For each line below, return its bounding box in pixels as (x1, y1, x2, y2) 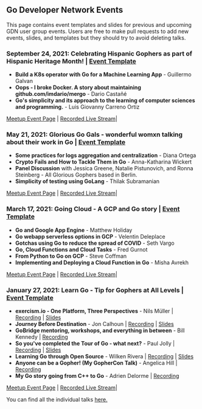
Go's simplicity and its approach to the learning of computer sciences (15, 97, 195, 104)
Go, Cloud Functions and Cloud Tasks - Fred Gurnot (15, 245, 148, 253)
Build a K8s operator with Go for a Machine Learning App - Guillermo (15, 71, 192, 78)
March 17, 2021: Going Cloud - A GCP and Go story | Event (6, 204, 180, 213)
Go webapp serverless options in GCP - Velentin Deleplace (15, 233, 165, 240)
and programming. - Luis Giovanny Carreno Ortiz (15, 103, 140, 110)
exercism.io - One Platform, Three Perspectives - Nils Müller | (15, 308, 173, 314)
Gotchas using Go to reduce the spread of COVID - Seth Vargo (15, 239, 175, 247)
